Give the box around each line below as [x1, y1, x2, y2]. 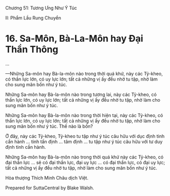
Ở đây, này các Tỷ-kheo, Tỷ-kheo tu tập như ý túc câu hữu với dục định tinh [5, 133, 165, 139]
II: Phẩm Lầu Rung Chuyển [5, 15, 61, 21]
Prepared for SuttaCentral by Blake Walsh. [5, 185, 94, 191]
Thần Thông [5, 44, 58, 55]
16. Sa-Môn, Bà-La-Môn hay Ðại [5, 33, 143, 45]
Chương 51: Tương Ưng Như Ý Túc [5, 5, 77, 11]
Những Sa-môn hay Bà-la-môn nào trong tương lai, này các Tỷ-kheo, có [5, 91, 157, 97]
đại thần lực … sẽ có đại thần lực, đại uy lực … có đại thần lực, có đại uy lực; [5, 159, 165, 165]
